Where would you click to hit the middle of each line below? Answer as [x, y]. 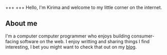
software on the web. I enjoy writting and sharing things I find [85, 41]
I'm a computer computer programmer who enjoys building [68, 36]
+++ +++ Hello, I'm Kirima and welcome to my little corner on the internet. [84, 7]
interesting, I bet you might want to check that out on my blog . [71, 47]
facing [12, 41]
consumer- [143, 36]
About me [21, 23]
